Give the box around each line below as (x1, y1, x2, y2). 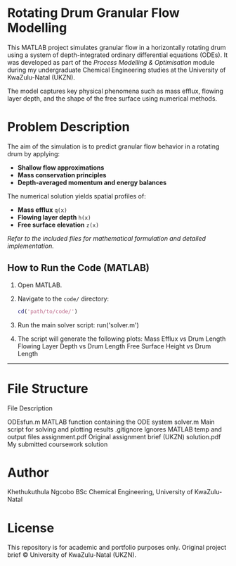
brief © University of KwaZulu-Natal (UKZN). (7, 551, 137, 559)
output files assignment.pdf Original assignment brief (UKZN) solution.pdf (7, 432, 221, 441)
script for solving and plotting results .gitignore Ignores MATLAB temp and (7, 424, 223, 434)
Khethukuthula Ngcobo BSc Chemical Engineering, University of (7, 488, 193, 496)
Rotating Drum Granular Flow (7, 5, 181, 21)
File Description (7, 403, 53, 413)
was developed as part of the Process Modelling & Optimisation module (7, 58, 216, 66)
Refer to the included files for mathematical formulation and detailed (7, 234, 206, 242)
